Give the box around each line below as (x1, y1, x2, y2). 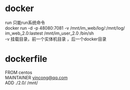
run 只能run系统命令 (5, 19, 45, 25)
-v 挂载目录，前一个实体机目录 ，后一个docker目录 (5, 36, 107, 42)
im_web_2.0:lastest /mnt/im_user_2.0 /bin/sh (5, 30, 94, 36)
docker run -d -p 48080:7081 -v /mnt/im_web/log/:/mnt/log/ (5, 25, 125, 31)
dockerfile (5, 54, 48, 65)
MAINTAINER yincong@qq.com (5, 74, 68, 80)
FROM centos (5, 69, 32, 75)
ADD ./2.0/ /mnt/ (5, 80, 38, 86)
